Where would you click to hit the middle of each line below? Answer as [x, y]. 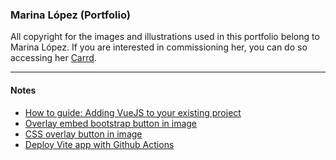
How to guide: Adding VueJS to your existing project [133, 112]
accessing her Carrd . [53, 58]
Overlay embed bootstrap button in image [111, 123]
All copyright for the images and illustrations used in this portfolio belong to [165, 37]
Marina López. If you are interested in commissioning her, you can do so [159, 47]
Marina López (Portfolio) [70, 15]
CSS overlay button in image [83, 134]
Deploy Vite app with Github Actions [99, 144]
